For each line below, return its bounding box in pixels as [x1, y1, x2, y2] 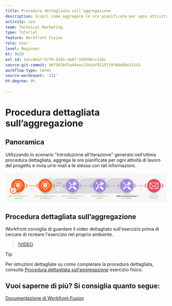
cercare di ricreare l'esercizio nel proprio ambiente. [5, 231, 114, 238]
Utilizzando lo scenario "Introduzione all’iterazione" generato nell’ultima [5, 151, 156, 157]
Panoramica [5, 138, 45, 147]
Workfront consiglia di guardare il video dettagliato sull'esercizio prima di [5, 226, 160, 232]
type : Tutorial [5, 30, 38, 35]
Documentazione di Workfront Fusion [5, 295, 84, 301]
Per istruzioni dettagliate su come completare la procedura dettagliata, [5, 261, 154, 268]
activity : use [5, 19, 36, 24]
